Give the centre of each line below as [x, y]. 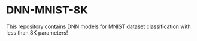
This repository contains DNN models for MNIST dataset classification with [99, 26]
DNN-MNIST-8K [47, 10]
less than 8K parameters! [37, 32]
